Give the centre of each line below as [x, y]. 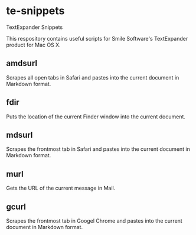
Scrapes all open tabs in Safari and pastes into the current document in [93, 77]
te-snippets [35, 11]
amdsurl [22, 63]
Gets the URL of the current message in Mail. [61, 188]
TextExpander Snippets [35, 27]
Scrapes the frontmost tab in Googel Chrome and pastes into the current [94, 221]
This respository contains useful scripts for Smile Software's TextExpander [97, 38]
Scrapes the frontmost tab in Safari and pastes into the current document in [98, 149]
